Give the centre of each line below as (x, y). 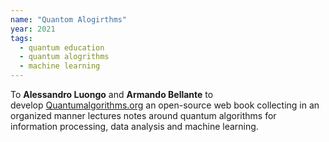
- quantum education (62, 47)
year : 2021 (33, 29)
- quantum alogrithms (64, 57)
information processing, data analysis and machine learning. (134, 126)
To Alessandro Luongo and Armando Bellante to (112, 94)
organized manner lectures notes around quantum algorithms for (143, 115)
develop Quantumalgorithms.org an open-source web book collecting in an (165, 105)
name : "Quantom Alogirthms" (69, 19)
